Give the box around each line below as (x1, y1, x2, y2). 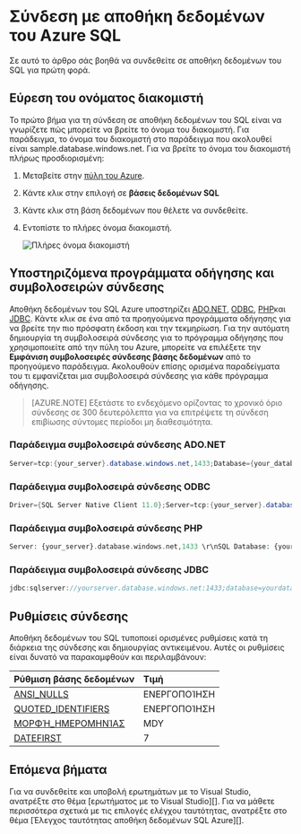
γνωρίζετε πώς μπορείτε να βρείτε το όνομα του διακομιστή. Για (9, 124, 250, 135)
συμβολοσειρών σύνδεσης (9, 280, 165, 295)
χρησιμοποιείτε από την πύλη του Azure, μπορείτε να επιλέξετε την (9, 341, 262, 352)
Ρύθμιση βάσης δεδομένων (13, 673, 135, 686)
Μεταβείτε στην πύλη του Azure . (21, 170, 145, 180)
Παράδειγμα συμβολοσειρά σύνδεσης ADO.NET (9, 438, 227, 451)
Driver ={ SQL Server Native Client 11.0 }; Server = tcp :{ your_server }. (9, 501, 267, 510)
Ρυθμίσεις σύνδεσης (9, 609, 129, 624)
